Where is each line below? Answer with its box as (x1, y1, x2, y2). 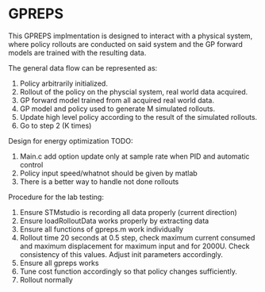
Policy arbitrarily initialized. (19, 79, 109, 88)
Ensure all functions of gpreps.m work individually (19, 224, 184, 234)
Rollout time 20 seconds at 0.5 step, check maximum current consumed (19, 232, 255, 242)
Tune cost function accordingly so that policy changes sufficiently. (19, 267, 238, 276)
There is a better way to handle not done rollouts (19, 176, 179, 186)
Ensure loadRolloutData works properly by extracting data (19, 216, 209, 225)
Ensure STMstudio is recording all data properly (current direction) (19, 207, 238, 217)
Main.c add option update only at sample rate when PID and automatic (19, 152, 250, 161)
